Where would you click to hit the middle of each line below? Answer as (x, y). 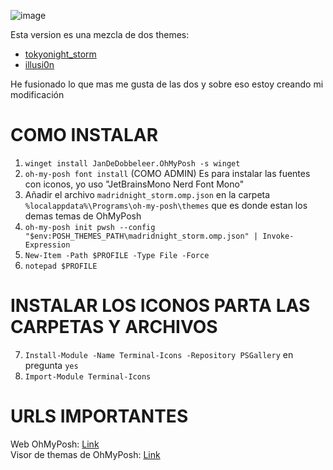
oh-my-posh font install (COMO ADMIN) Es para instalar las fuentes (167, 173)
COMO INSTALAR (84, 135)
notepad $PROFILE (61, 266)
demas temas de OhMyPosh (83, 216)
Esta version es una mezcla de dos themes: (100, 34)
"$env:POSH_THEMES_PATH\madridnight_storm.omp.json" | (141, 236)
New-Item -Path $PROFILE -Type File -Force (117, 255)
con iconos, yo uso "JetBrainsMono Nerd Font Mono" (134, 184)
